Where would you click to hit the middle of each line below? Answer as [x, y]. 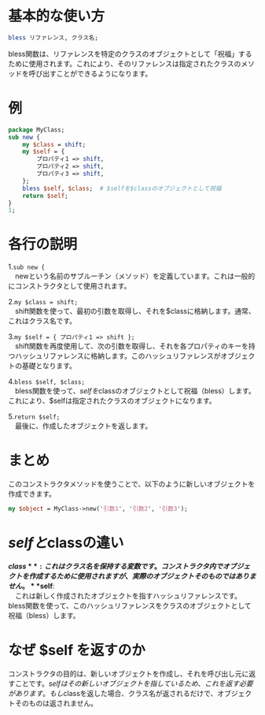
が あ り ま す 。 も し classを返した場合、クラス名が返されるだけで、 [113, 693]
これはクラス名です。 [42, 321]
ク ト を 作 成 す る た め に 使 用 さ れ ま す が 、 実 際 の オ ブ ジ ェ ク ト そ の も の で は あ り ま [132, 575]
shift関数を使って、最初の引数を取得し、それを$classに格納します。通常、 [135, 311]
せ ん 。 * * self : [31, 586]
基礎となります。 [49, 366]
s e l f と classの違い [66, 543]
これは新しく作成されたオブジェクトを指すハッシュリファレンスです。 [128, 595]
